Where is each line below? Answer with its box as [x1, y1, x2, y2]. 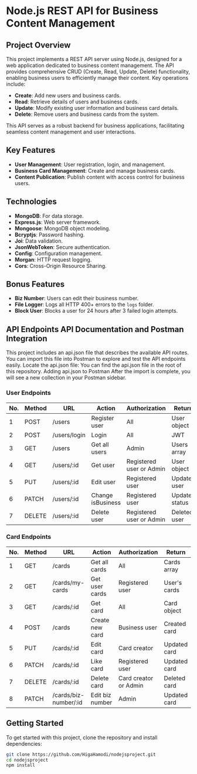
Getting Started [6, 718, 64, 728]
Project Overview [6, 40, 71, 50]
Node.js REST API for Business [6, 4, 158, 18]
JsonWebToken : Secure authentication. [14, 243, 111, 250]
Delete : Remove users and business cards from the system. [14, 110, 159, 118]
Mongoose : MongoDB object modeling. [14, 225, 110, 232]
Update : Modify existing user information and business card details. [14, 105, 179, 111]
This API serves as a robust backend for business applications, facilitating [6, 122, 185, 129]
